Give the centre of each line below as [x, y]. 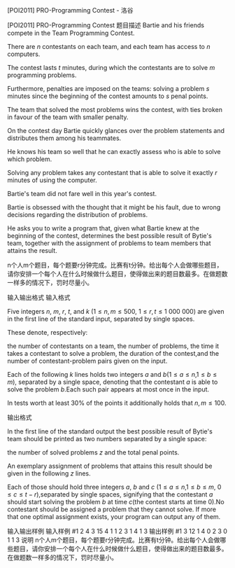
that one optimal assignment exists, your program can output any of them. [114, 517]
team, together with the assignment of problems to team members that [109, 243]
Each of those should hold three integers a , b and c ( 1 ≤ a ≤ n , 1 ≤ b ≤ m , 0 [114, 487]
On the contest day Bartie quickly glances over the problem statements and [116, 131]
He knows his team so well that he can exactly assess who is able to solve [114, 152]
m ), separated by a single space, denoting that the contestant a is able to [113, 382]
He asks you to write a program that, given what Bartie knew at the [103, 228]
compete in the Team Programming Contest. [71, 33]
